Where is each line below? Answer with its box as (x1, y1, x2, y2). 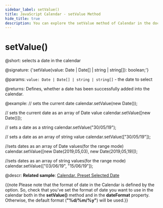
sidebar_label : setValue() (5, 7, 60, 12)
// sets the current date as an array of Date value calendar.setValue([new (5, 110, 151, 116)
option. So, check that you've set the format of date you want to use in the (5, 187, 154, 193)
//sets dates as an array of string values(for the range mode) (5, 158, 126, 164)
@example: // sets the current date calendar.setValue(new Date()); (5, 101, 138, 106)
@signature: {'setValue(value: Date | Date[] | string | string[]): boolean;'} (5, 67, 149, 73)
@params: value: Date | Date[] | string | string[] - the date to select (5, 76, 153, 83)
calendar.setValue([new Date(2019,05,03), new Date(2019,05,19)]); (5, 149, 138, 155)
